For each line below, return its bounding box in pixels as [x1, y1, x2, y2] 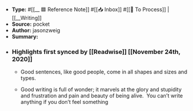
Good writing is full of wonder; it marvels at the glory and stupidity [20, 86, 182, 93]
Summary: [11, 33, 38, 40]
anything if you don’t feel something [20, 99, 109, 106]
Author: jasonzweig [11, 27, 61, 33]
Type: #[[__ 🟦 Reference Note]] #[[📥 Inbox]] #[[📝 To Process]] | [11, 6, 169, 13]
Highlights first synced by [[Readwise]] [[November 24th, [11, 48, 181, 56]
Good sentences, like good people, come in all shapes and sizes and [20, 68, 188, 76]
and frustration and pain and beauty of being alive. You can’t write [20, 92, 183, 99]
